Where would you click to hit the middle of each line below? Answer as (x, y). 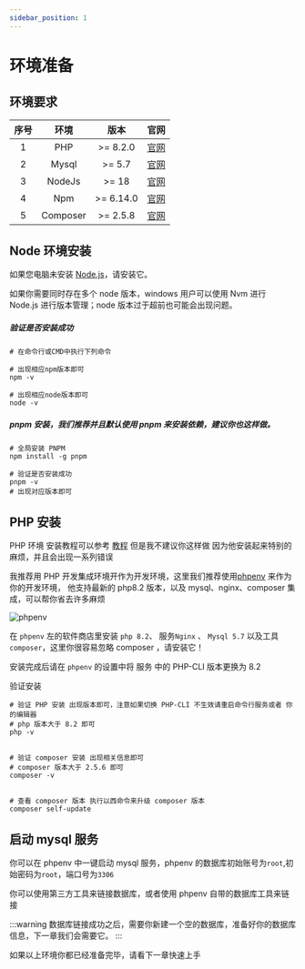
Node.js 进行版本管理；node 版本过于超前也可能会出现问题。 (123, 305)
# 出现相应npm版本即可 (47, 369)
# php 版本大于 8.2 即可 (52, 724)
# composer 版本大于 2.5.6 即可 (67, 768)
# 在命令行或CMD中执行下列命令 (61, 352)
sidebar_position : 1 (49, 18)
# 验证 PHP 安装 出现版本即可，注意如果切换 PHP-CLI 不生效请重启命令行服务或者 (146, 705)
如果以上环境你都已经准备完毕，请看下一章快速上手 (105, 955)
